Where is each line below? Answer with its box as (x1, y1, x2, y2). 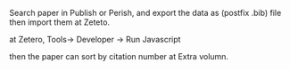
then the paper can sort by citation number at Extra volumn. (9, 51, 229, 61)
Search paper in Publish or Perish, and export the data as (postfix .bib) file (9, 8, 282, 18)
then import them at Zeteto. (9, 17, 110, 27)
